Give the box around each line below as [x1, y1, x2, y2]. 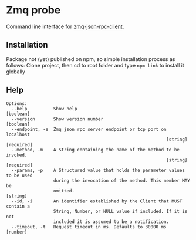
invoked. [6, 152, 28, 158]
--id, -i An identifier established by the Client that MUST [11, 198, 183, 204]
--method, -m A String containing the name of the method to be [11, 147, 180, 153]
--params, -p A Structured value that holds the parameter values [11, 167, 185, 173]
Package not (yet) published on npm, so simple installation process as [6, 55, 175, 62]
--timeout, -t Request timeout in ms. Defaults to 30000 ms [11, 224, 167, 229]
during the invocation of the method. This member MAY [53, 177, 191, 184]
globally [6, 68, 25, 75]
